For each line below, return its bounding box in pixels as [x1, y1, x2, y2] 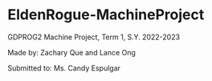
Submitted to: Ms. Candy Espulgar [7, 63, 121, 73]
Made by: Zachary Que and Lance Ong [7, 47, 136, 57]
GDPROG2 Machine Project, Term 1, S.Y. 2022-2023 [7, 32, 181, 42]
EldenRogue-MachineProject [7, 6, 205, 24]
